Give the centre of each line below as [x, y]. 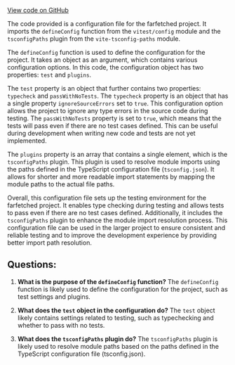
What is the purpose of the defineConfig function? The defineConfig [118, 281]
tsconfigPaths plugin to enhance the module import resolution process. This [117, 220]
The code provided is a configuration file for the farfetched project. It [107, 24]
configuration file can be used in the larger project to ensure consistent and [116, 228]
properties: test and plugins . [49, 75]
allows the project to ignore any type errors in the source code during [108, 111]
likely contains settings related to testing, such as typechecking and [115, 318]
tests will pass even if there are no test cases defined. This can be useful [113, 126]
